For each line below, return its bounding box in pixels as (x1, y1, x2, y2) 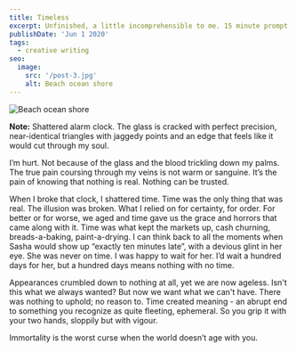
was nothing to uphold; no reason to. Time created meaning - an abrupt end (9, 296, 287, 307)
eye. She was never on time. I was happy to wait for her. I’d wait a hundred (9, 250, 282, 261)
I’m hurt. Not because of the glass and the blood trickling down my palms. (9, 157, 280, 168)
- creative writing (17, 46, 90, 55)
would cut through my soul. (9, 140, 109, 151)
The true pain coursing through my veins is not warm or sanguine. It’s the (9, 167, 277, 177)
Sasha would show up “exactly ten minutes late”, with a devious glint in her (9, 241, 283, 251)
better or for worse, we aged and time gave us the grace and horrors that (9, 212, 277, 223)
